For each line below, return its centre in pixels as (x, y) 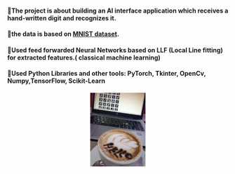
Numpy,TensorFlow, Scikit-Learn (56, 81)
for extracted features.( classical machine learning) (84, 58)
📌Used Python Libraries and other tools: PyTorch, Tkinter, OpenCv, (107, 74)
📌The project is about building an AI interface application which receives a (118, 11)
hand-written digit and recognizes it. (62, 18)
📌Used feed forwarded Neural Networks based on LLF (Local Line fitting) (115, 50)
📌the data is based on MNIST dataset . (63, 34)
